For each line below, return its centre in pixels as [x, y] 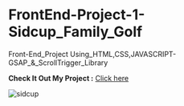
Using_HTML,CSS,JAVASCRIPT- [123, 54]
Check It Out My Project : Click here [69, 78]
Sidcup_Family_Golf [76, 32]
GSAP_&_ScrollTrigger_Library [58, 63]
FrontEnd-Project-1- [77, 15]
